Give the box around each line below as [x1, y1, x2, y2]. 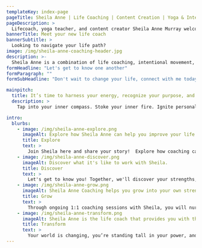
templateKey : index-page [6, 8, 69, 15]
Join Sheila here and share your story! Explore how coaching [28, 148, 189, 154]
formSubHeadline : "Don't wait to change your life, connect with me [6, 76, 182, 82]
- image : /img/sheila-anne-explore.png [17, 126, 117, 132]
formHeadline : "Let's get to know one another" [6, 65, 128, 71]
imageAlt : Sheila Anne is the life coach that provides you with [22, 215, 189, 222]
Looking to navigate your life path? [11, 43, 106, 49]
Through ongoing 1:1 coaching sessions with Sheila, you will [28, 205, 187, 211]
